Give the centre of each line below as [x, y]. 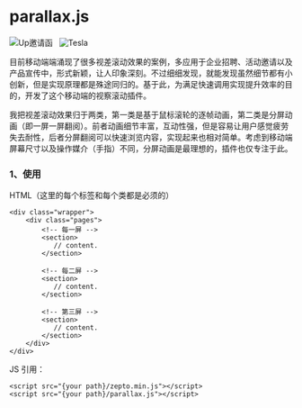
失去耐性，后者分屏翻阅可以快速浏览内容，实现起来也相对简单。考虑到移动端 [151, 137]
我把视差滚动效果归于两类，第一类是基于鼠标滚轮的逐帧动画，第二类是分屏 [147, 114]
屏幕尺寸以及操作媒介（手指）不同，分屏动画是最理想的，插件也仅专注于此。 [151, 148]
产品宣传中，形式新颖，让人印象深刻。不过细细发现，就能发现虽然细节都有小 [151, 73]
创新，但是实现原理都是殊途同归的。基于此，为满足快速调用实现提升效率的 [147, 84]
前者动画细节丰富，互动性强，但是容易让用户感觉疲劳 [190, 126]
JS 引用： [27, 369]
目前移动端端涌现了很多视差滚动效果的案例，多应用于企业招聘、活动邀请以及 [151, 61]
